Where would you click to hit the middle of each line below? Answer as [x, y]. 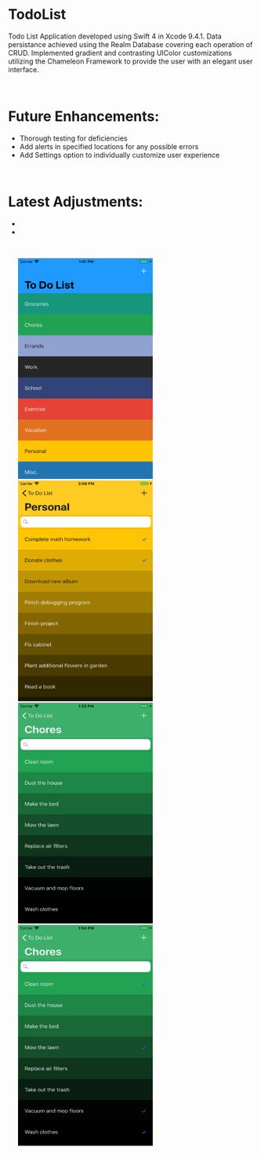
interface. [24, 69]
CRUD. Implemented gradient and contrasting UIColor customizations [120, 53]
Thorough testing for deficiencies [73, 138]
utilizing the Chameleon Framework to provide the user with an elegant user [130, 61]
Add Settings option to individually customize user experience [120, 155]
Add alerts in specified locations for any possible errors [109, 146]
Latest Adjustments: [76, 202]
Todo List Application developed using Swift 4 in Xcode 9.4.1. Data [115, 36]
